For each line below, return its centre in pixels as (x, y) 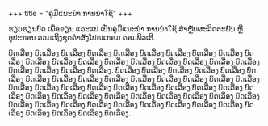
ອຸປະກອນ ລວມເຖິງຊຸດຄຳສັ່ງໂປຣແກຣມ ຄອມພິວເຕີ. (82, 38)
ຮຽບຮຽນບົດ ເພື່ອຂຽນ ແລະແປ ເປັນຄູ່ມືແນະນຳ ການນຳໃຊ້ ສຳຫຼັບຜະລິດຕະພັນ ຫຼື (126, 29)
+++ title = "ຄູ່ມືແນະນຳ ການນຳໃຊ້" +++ (71, 13)
